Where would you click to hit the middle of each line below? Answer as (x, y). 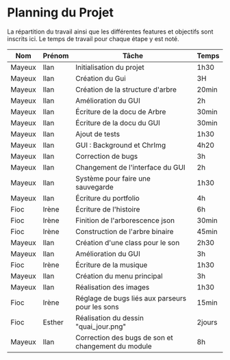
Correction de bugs (106, 156)
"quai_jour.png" (101, 326)
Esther (53, 322)
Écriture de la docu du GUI (118, 123)
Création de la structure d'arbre (126, 89)
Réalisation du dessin (109, 318)
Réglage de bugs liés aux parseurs (131, 298)
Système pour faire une (113, 178)
